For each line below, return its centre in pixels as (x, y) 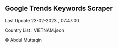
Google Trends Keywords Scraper (59, 8)
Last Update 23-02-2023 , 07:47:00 (42, 20)
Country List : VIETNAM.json (34, 30)
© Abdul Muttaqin (23, 40)
